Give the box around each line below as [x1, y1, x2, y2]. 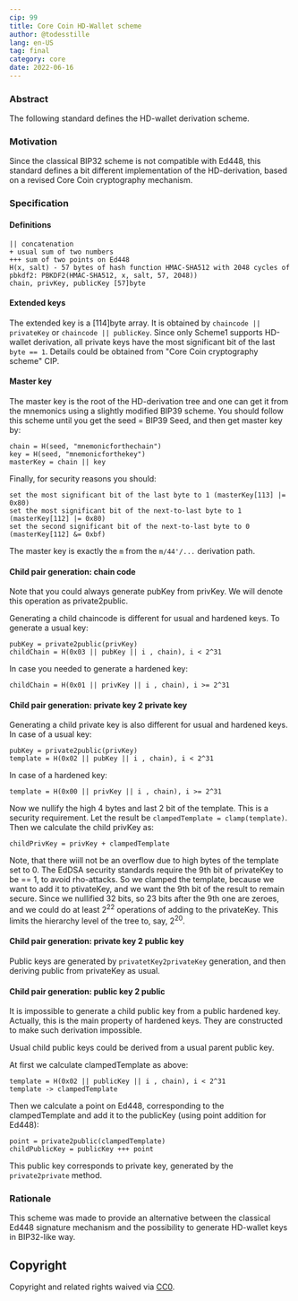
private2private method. [9, 1170, 103, 1181]
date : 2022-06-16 [9, 64, 74, 73]
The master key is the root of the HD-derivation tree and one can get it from [9, 396, 289, 406]
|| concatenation [9, 239, 74, 248]
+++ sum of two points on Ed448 [9, 255, 130, 265]
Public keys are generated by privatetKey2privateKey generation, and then [9, 956, 286, 967]
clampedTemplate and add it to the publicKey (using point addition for [9, 1110, 267, 1121]
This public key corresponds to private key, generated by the [9, 1160, 234, 1171]
